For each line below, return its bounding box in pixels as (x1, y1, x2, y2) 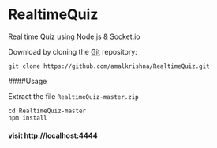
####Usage (8, 76, 47, 85)
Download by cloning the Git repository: (8, 47, 138, 56)
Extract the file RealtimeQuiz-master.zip (8, 91, 140, 101)
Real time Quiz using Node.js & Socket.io (8, 32, 140, 41)
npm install (8, 113, 47, 122)
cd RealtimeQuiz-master (8, 107, 87, 115)
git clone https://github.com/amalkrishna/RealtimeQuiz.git (8, 62, 211, 70)
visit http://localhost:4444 (8, 131, 98, 140)
